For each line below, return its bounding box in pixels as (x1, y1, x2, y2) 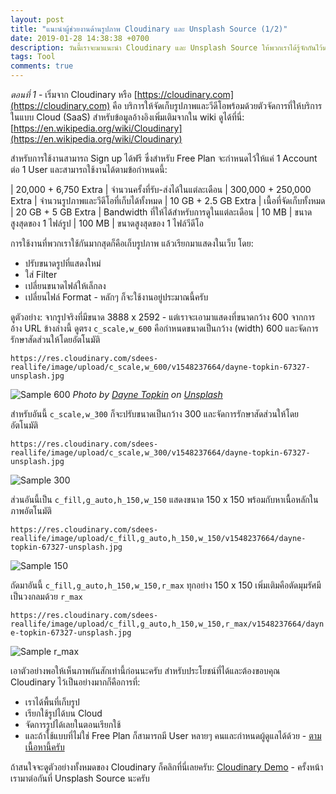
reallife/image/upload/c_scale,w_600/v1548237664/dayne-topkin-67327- (10, 362, 311, 372)
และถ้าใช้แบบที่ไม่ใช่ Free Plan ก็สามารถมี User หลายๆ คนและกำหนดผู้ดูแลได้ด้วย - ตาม (24, 730, 322, 741)
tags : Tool (10, 52, 56, 62)
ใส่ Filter (24, 269, 58, 280)
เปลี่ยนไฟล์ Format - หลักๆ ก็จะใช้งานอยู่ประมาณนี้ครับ (24, 291, 209, 303)
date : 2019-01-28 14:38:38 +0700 (10, 33, 150, 43)
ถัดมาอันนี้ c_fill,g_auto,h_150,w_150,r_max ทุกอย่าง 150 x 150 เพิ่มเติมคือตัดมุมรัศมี (10, 579, 322, 591)
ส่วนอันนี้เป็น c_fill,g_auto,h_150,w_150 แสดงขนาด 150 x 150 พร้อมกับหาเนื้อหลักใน (10, 494, 319, 505)
